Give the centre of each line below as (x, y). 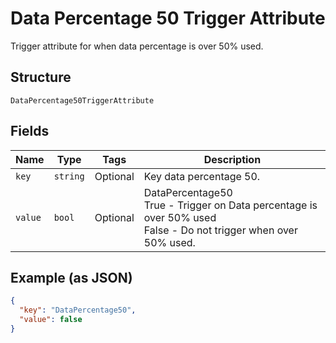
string (69, 176)
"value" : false (51, 320)
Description (232, 159)
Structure (41, 77)
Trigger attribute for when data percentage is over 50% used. (137, 46)
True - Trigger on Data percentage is (230, 205)
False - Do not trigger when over (220, 230)
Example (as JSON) (71, 277)
